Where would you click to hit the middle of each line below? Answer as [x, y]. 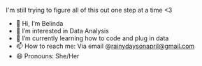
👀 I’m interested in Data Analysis [62, 31]
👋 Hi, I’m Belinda [39, 23]
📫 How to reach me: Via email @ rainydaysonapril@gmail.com [105, 46]
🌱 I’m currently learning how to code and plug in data [92, 38]
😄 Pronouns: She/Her [48, 56]
